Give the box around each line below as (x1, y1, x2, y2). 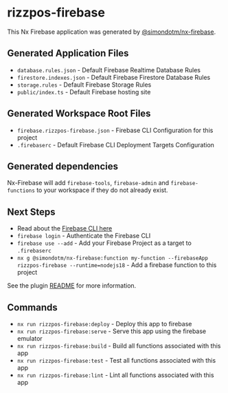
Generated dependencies (7, 160, 119, 172)
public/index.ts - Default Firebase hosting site (16, 87, 151, 96)
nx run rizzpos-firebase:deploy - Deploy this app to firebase (16, 320, 192, 328)
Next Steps (7, 206, 56, 217)
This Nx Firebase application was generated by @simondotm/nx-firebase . (7, 28, 216, 36)
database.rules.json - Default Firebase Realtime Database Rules (16, 65, 201, 74)
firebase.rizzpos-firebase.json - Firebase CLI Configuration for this (16, 126, 214, 134)
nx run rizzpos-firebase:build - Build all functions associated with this (16, 342, 221, 350)
